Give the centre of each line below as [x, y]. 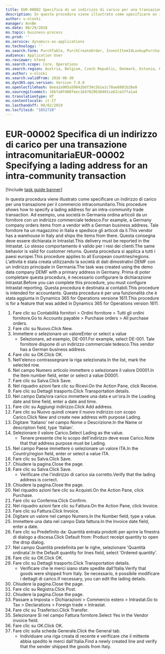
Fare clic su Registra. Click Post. [44, 589]
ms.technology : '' [24, 46]
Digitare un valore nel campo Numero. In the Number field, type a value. [84, 516]
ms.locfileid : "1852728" [31, 110]
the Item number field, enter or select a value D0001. [66, 375]
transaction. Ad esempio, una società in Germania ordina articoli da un [76, 214]
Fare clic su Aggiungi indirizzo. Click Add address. [63, 406]
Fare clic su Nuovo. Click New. [43, 328]
